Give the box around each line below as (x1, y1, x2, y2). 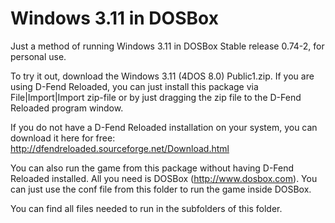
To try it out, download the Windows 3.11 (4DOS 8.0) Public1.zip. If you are (10, 70, 315, 82)
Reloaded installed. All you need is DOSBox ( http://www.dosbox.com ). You (10, 172, 318, 184)
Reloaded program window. (10, 102, 124, 114)
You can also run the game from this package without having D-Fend (10, 162, 295, 174)
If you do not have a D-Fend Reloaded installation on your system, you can (10, 121, 318, 133)
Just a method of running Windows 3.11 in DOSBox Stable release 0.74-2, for (10, 40, 325, 52)
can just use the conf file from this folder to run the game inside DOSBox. (10, 183, 312, 195)
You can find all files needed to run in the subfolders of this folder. (10, 202, 283, 214)
